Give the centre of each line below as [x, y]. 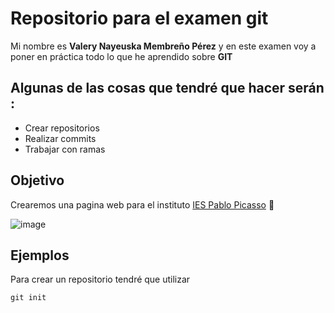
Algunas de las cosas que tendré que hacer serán [167, 88]
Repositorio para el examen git [139, 18]
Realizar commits [60, 138]
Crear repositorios [62, 128]
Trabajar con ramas [65, 149]
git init [28, 298]
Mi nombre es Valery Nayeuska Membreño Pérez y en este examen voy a [163, 46]
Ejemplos [40, 255]
